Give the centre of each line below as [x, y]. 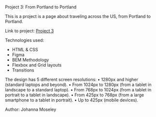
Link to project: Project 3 [29, 31]
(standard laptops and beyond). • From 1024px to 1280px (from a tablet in [78, 85]
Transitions [23, 70]
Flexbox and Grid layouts [37, 65]
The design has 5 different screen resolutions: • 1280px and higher [72, 80]
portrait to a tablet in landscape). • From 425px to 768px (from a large [74, 95]
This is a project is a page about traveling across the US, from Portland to [78, 16]
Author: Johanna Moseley [31, 109]
